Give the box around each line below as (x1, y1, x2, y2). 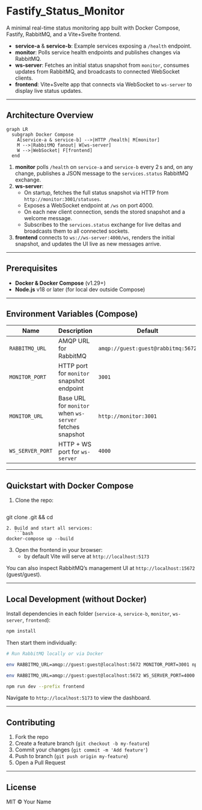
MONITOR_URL (9, 413, 44, 420)
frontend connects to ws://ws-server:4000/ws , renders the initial (14, 233, 176, 241)
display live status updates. (14, 87, 83, 94)
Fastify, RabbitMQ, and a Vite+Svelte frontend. (6, 30, 121, 37)
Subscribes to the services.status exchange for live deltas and (23, 221, 182, 228)
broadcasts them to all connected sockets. (23, 227, 130, 235)
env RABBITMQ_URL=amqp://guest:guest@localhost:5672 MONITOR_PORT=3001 (6, 662, 189, 668)
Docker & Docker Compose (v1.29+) (14, 279, 106, 286)
